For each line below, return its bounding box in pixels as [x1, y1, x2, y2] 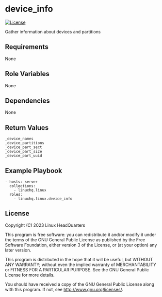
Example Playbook [5, 166, 62, 175]
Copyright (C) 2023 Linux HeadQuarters [5, 222, 86, 228]
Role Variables [5, 70, 49, 78]
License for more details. [5, 272, 55, 278]
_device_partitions [5, 141, 45, 146]
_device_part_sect [5, 145, 42, 150]
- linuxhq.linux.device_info [14, 196, 73, 201]
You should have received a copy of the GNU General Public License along [5, 281, 154, 287]
